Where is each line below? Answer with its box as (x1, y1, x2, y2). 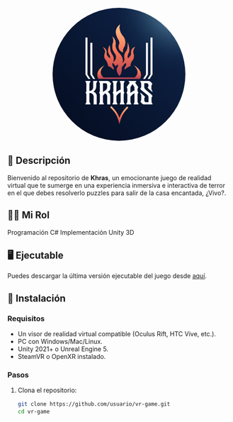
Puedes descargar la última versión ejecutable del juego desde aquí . (7, 272, 208, 280)
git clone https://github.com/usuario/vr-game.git (17, 401, 171, 408)
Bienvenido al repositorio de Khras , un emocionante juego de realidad (7, 173, 212, 182)
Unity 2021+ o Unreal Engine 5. (17, 345, 108, 353)
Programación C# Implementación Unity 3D (7, 228, 135, 236)
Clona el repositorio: (17, 386, 77, 394)
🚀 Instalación (7, 292, 66, 304)
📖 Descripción (7, 155, 71, 167)
